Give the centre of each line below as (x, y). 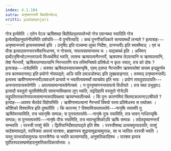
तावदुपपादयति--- (148, 80)
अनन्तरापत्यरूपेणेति (21, 85)
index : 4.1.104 (21, 10)
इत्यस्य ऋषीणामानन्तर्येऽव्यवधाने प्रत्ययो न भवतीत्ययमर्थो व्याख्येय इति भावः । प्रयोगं (69, 80)
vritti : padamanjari (27, 19)
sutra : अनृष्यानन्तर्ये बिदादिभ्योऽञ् (31, 15)
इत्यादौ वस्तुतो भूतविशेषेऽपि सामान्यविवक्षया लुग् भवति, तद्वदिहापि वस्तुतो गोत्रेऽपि (67, 91)
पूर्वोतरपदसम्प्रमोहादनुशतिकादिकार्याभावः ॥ (38, 142)
